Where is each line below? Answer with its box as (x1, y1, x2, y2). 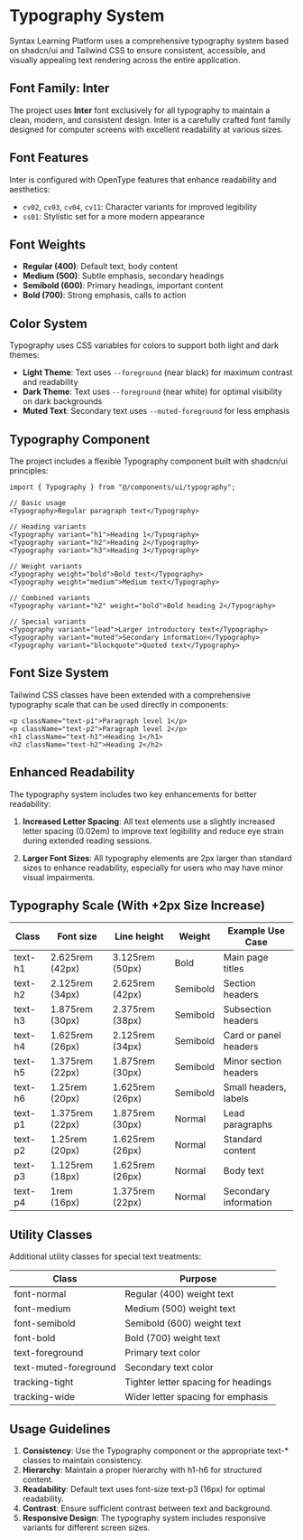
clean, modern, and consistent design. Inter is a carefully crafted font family (9, 114, 291, 125)
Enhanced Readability (9, 765, 135, 780)
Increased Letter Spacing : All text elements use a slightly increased (22, 815, 276, 827)
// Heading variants (9, 522, 87, 531)
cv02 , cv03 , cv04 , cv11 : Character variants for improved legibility (22, 201, 257, 212)
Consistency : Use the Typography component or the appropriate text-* (22, 1445, 289, 1456)
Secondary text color (124, 1361, 214, 1374)
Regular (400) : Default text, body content (22, 261, 179, 272)
